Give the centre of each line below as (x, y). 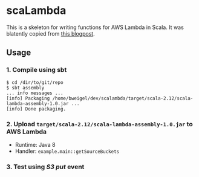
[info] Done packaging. (36, 109)
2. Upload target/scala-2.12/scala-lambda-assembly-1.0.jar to (99, 124)
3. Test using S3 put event (45, 167)
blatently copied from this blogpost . (51, 33)
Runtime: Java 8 (35, 144)
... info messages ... (35, 93)
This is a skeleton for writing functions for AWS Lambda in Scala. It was (95, 27)
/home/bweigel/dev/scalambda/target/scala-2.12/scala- (123, 98)
